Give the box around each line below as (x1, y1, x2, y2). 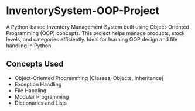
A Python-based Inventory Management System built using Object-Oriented (6, 23, 189, 30)
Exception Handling (14, 81, 62, 88)
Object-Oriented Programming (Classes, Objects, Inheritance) (14, 74, 164, 81)
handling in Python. (6, 42, 53, 49)
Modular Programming (14, 93, 69, 100)
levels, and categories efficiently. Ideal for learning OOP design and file (6, 36, 177, 43)
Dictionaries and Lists (14, 99, 67, 106)
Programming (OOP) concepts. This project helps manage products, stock (6, 29, 185, 36)
